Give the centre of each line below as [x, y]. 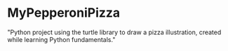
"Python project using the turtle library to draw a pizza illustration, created [114, 32]
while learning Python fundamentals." [61, 39]
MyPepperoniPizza [64, 13]
